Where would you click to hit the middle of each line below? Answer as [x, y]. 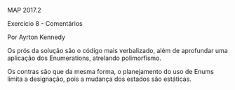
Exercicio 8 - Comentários [45, 23]
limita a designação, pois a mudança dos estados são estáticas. [99, 79]
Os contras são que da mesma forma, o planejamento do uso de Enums [110, 72]
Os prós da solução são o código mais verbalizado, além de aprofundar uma [117, 51]
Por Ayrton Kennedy [36, 37]
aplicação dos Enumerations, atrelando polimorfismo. [84, 58]
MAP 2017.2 [24, 10]
